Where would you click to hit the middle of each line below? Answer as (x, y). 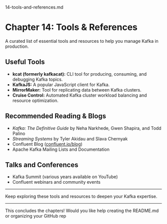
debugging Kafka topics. (38, 79)
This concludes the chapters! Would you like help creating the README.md (82, 211)
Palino (19, 133)
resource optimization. (35, 100)
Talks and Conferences (42, 165)
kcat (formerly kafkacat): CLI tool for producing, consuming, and (80, 74)
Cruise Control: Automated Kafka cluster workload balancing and (80, 95)
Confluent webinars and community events (56, 182)
